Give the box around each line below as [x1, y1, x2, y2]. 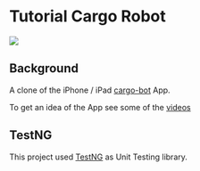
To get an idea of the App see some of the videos [9, 102, 191, 112]
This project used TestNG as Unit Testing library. [9, 151, 187, 162]
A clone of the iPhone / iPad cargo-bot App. [9, 85, 171, 95]
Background [9, 61, 79, 77]
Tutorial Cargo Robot [9, 6, 167, 27]
